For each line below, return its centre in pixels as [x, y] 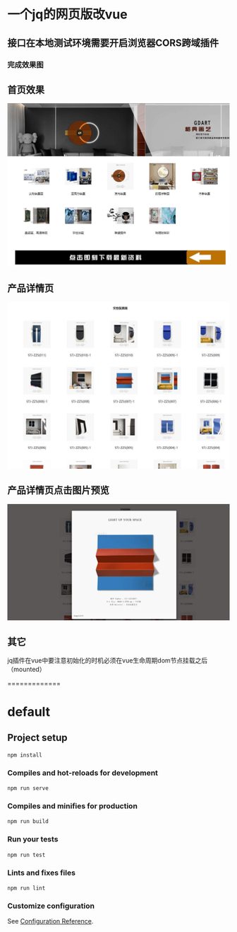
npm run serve [28, 788]
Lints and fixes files [42, 873]
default [29, 712]
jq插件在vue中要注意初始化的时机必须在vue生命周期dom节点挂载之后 [108, 660]
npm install [25, 755]
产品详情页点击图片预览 [58, 490]
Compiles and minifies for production [72, 805]
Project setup [38, 738]
